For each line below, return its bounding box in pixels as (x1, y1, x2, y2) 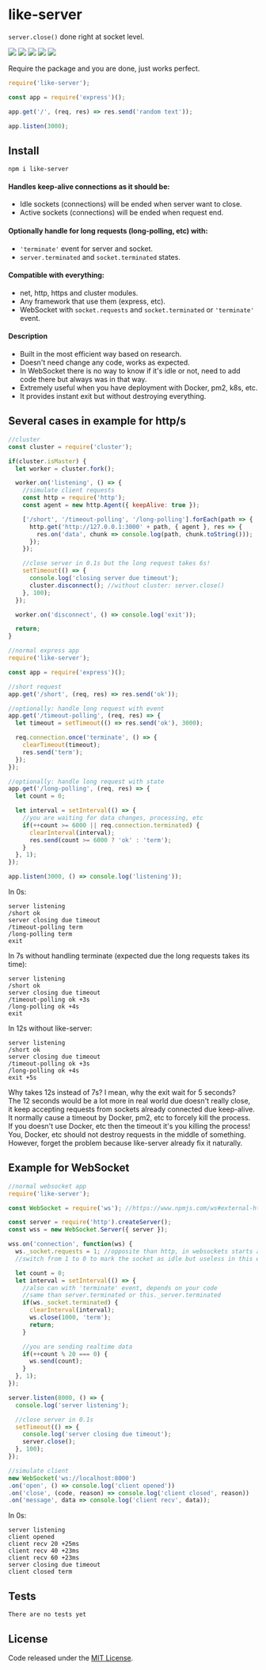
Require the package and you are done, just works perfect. (8, 64, 200, 73)
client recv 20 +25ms (8, 1540, 80, 1548)
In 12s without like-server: (8, 1023, 93, 1033)
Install (8, 144, 40, 157)
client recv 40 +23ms (8, 1547, 80, 1555)
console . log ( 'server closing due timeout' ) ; (22, 1430, 172, 1439)
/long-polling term (8, 930, 73, 938)
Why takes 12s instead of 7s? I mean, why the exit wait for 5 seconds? (8, 1088, 236, 1097)
